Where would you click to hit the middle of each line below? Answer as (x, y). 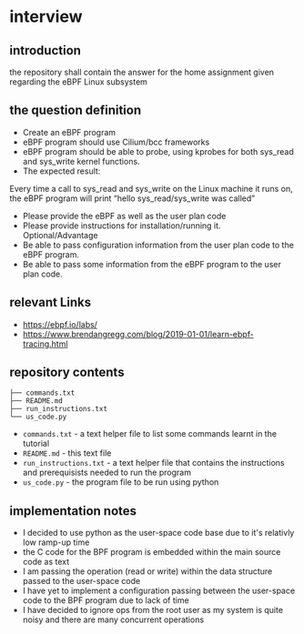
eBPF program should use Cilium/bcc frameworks (116, 142)
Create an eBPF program (69, 132)
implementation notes (73, 511)
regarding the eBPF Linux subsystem (79, 82)
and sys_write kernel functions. (81, 161)
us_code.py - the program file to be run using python (121, 482)
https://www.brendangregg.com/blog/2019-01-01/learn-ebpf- (138, 334)
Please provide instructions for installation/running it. (122, 226)
